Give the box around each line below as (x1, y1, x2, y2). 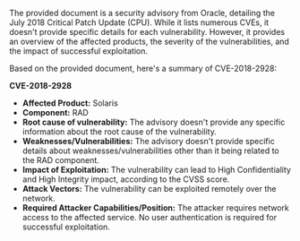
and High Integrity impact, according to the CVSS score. (21, 174, 230, 185)
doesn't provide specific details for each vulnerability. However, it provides (9, 27, 285, 37)
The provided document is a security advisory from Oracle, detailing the (9, 8, 276, 18)
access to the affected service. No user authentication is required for (21, 212, 278, 222)
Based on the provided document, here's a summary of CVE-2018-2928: (9, 63, 278, 73)
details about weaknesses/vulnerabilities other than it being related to (21, 145, 279, 156)
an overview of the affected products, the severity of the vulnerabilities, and (9, 36, 289, 47)
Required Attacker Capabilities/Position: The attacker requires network (21, 202, 289, 213)
